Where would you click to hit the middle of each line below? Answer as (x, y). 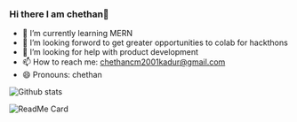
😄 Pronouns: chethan (62, 75)
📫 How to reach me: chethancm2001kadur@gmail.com (124, 62)
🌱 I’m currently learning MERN (77, 34)
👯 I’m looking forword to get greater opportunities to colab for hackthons (155, 42)
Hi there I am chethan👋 (59, 14)
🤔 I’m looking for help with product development (110, 52)
